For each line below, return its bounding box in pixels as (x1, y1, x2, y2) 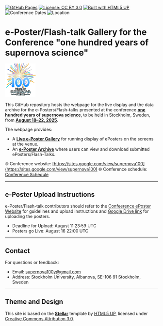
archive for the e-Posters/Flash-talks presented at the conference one (5, 107, 146, 113)
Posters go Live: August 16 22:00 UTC (12, 228, 89, 234)
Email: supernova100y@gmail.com (12, 269, 81, 275)
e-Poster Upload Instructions (5, 190, 95, 199)
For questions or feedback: (5, 260, 59, 265)
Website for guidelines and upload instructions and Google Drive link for (5, 208, 149, 214)
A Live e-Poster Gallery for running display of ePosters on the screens (12, 136, 154, 142)
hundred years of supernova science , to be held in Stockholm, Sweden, (5, 112, 150, 118)
